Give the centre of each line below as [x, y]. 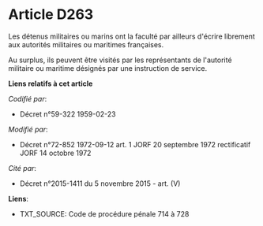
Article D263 [51, 15]
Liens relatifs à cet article [51, 83]
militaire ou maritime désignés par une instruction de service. [108, 68]
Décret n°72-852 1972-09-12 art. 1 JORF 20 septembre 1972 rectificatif [135, 144]
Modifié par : [28, 129]
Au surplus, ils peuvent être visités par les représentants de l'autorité [120, 60]
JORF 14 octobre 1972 [55, 153]
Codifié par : [28, 98]
